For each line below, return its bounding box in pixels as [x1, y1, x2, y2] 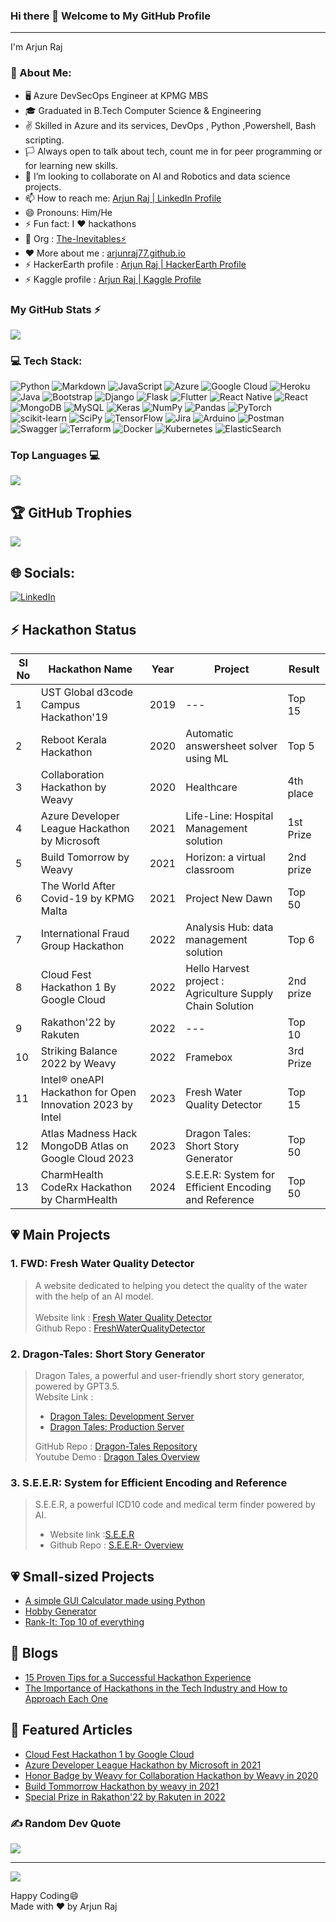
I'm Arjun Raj [10, 41, 63, 53]
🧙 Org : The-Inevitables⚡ [24, 232, 127, 244]
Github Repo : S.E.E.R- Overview [49, 1539, 184, 1551]
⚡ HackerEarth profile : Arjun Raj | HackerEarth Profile [24, 258, 247, 270]
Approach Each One [24, 1692, 108, 1704]
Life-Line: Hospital [185, 809, 274, 823]
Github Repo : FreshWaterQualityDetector [34, 1322, 206, 1334]
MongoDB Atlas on [40, 1139, 129, 1153]
